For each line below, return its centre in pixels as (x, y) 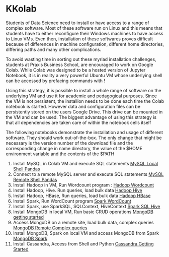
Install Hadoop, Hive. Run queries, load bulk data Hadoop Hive (77, 190)
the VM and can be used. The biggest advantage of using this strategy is (81, 117)
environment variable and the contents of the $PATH (60, 154)
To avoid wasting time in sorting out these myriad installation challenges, (81, 59)
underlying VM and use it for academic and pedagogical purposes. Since (81, 96)
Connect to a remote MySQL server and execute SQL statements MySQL (88, 174)
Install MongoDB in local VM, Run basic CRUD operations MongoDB (83, 212)
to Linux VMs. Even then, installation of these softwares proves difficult (79, 39)
